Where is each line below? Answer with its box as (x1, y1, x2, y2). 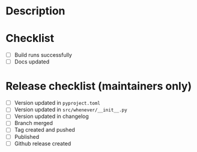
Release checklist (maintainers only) (5, 80, 192, 93)
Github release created (14, 139, 71, 147)
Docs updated (14, 58, 50, 65)
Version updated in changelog (14, 113, 89, 120)
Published (14, 133, 40, 140)
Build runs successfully (14, 51, 73, 59)
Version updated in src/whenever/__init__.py (14, 106, 127, 113)
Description (5, 4, 65, 18)
